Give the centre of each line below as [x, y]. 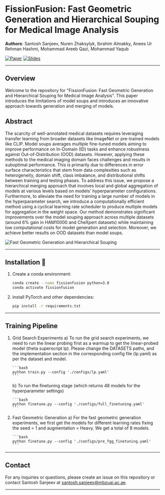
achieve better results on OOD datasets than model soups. [64, 233]
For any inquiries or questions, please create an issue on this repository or [80, 477]
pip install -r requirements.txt [46, 306]
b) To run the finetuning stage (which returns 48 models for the [76, 385]
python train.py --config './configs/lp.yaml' [61, 372]
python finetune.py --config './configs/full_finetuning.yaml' [78, 404]
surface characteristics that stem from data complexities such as [71, 170]
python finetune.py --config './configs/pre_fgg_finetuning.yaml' [82, 441]
